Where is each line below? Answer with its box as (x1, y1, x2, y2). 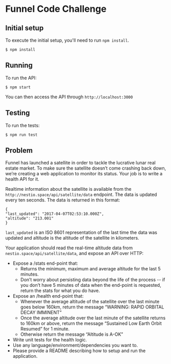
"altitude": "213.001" (5, 216, 54, 221)
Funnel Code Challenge (5, 3, 106, 15)
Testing (5, 108, 30, 117)
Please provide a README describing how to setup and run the (12, 348, 146, 354)
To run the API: (5, 75, 37, 81)
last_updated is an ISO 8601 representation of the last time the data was (5, 229, 158, 235)
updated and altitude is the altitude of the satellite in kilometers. (5, 235, 139, 241)
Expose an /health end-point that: (12, 293, 84, 299)
